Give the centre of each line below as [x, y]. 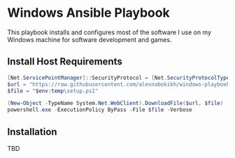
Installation [32, 132]
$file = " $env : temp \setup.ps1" [53, 91]
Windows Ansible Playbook [88, 13]
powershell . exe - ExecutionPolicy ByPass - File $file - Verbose [100, 110]
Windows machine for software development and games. [90, 39]
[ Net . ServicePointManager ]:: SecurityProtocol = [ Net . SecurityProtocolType [119, 78]
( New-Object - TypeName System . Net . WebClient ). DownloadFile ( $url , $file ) [115, 103]
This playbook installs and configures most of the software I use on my [109, 32]
